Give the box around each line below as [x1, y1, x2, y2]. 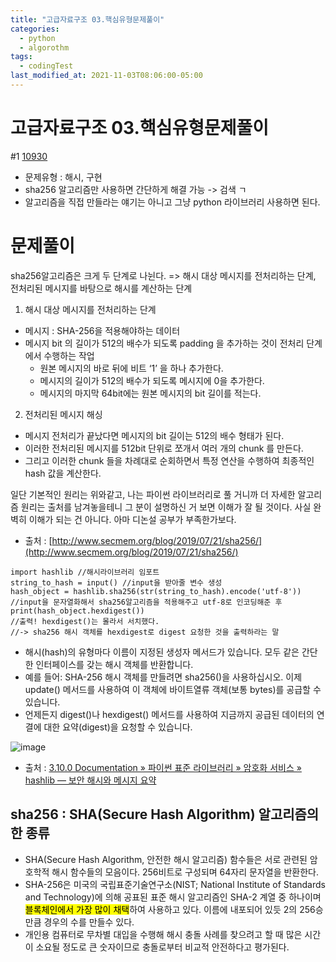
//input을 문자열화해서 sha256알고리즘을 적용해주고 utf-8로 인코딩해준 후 [10, 597, 283, 607]
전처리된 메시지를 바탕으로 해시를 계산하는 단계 [10, 282, 193, 294]
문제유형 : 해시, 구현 [24, 171, 103, 183]
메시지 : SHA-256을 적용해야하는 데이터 [24, 324, 181, 336]
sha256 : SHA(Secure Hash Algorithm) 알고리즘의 [10, 806, 320, 823]
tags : [10, 52, 33, 62]
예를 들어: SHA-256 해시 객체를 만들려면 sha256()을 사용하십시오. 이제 [24, 671, 303, 683]
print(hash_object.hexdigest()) [10, 606, 145, 616]
